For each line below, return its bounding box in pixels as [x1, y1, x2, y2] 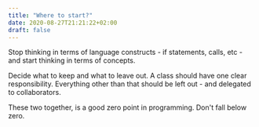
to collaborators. [8, 88, 61, 97]
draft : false [8, 26, 51, 34]
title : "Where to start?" [8, 11, 93, 20]
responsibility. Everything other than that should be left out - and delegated [8, 79, 251, 89]
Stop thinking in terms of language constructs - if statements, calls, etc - [8, 48, 243, 57]
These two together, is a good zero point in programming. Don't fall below [8, 103, 247, 112]
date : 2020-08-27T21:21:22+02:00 [8, 19, 118, 27]
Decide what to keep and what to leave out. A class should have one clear [8, 71, 247, 81]
